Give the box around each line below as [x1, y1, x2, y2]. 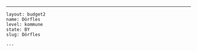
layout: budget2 [6, 12, 46, 17]
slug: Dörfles [6, 32, 41, 38]
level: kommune [6, 21, 43, 27]
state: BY [6, 27, 30, 32]
